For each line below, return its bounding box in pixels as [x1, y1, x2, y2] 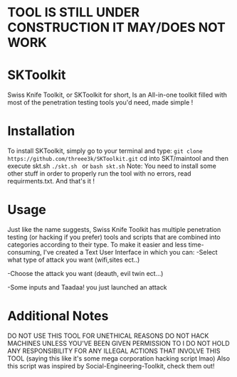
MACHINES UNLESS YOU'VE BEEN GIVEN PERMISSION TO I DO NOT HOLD [7, 339, 230, 347]
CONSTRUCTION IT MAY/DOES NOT [7, 19, 226, 36]
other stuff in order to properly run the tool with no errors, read [7, 169, 191, 178]
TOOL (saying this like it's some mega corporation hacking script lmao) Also [7, 354, 230, 363]
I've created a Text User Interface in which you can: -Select [43, 248, 218, 256]
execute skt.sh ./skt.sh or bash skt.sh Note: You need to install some [7, 161, 217, 171]
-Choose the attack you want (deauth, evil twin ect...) [7, 270, 164, 277]
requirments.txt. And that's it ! [7, 177, 95, 186]
